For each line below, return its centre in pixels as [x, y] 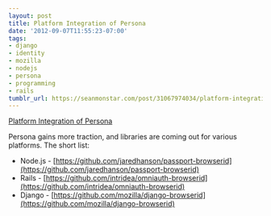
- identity [27, 53]
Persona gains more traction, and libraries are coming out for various [123, 137]
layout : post [30, 16]
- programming [32, 83]
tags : [17, 38]
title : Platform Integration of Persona [77, 23]
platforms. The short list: [49, 145]
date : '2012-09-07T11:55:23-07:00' [68, 31]
